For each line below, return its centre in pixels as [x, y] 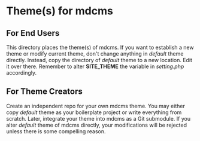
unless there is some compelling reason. [56, 131]
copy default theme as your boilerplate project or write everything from [94, 112]
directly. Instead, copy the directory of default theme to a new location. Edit [99, 60]
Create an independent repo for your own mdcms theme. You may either [96, 106]
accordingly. [22, 73]
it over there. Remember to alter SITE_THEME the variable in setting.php [95, 66]
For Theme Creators [44, 92]
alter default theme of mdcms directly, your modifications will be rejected [97, 125]
